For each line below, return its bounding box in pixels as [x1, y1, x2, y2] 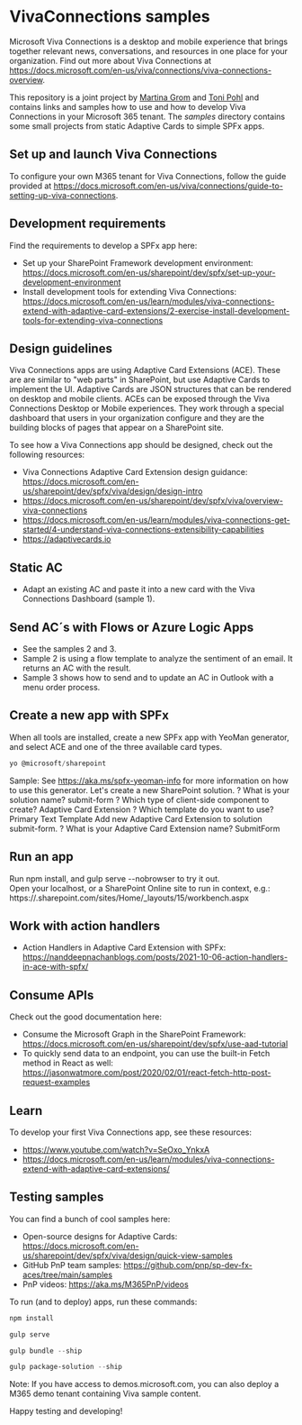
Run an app [9, 849, 74, 864]
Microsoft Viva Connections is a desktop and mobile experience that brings [9, 36, 289, 47]
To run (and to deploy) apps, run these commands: [9, 1296, 198, 1307]
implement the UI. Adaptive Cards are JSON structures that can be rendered [9, 384, 292, 395]
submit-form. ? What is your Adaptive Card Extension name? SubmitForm [9, 823, 280, 834]
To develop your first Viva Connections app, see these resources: [9, 1127, 252, 1137]
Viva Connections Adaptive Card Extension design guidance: [22, 467, 248, 478]
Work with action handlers [9, 918, 160, 934]
